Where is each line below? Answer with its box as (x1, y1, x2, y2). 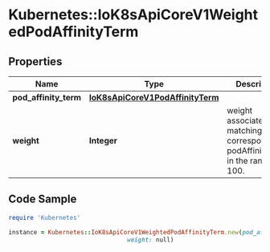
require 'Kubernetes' (8, 213, 81, 222)
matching (227, 125, 263, 136)
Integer (88, 135, 118, 146)
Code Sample (8, 193, 77, 206)
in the (227, 155, 248, 166)
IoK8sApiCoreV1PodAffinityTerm (88, 92, 219, 103)
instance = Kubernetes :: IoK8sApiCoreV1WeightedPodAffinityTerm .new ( (8, 228, 243, 236)
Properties (8, 55, 63, 68)
